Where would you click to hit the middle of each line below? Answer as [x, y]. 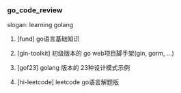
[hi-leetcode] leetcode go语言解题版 [68, 82]
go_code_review [35, 10]
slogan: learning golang [40, 25]
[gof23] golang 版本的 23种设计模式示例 [73, 68]
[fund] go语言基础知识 [48, 39]
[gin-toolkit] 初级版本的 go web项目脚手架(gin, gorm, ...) [95, 54]
